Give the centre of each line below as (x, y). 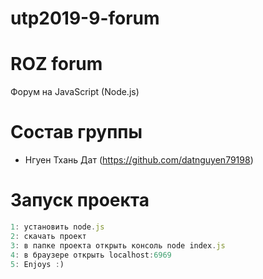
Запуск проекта (80, 200)
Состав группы (76, 132)
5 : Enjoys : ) (37, 264)
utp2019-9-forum (85, 18)
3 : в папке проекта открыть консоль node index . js (118, 245)
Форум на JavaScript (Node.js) (75, 92)
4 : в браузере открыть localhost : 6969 (91, 255)
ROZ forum (56, 64)
